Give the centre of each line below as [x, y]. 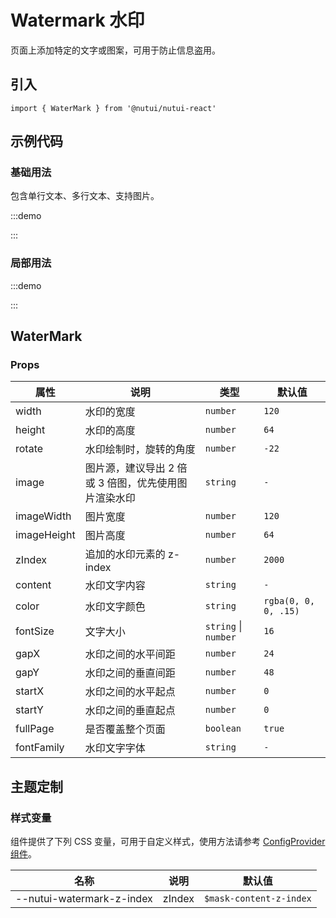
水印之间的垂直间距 [130, 673]
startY [29, 710]
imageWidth [43, 516]
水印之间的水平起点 [130, 692]
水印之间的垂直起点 [130, 711]
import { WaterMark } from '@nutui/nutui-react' [113, 108]
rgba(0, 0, [289, 601]
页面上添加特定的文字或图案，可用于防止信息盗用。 [115, 50]
